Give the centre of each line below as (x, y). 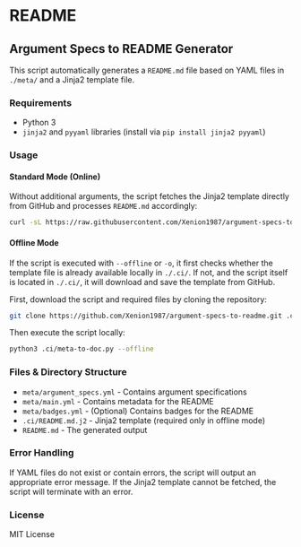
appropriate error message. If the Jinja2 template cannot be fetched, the (143, 482)
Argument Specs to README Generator (121, 49)
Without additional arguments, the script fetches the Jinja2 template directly (149, 196)
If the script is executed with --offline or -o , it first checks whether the (141, 263)
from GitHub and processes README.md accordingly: (103, 206)
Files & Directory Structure (68, 372)
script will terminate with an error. (71, 491)
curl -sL (26, 222)
